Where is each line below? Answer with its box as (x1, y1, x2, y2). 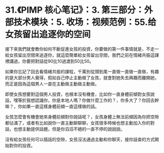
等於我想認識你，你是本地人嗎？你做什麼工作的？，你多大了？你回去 (18, 97, 155, 103)
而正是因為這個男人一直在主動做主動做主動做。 (5, 81, 99, 87)
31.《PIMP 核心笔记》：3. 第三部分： (5, 4, 144, 16)
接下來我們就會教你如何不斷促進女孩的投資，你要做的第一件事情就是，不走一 (5, 46, 159, 52)
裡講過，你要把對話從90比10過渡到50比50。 (5, 58, 94, 64)
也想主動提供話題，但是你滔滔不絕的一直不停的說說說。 (13, 126, 125, 132)
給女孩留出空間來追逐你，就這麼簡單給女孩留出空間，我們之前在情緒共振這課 (5, 52, 159, 58)
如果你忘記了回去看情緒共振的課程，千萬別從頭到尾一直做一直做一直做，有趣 (5, 68, 159, 74)
